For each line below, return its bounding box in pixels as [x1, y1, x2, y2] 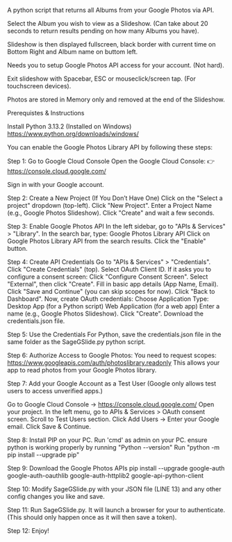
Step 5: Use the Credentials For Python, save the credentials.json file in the [7, 330, 222, 338]
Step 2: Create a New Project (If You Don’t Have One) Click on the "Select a [7, 194, 224, 202]
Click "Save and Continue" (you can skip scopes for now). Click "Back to [7, 288, 215, 295]
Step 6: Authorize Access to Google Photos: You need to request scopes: [7, 351, 217, 359]
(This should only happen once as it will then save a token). [7, 514, 177, 521]
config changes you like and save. [7, 493, 106, 500]
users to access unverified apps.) [7, 387, 103, 395]
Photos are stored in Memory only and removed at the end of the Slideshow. [7, 95, 226, 104]
